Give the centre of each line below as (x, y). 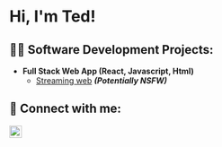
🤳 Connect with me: (65, 109)
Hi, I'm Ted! (53, 17)
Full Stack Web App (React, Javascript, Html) (108, 71)
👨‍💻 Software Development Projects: (111, 50)
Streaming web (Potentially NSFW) (102, 81)
